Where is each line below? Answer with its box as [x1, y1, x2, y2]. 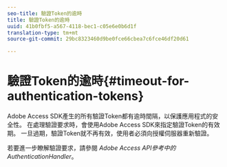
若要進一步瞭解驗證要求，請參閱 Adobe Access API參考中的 [7, 144, 176, 152]
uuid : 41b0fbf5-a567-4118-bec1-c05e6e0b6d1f [7, 23, 137, 30]
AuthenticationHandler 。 [7, 153, 78, 161]
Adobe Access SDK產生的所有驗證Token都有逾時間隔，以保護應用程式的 [7, 112, 213, 120]
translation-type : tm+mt [7, 29, 78, 36]
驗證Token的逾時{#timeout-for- [7, 74, 190, 89]
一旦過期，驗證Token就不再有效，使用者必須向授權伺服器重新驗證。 [20, 129, 213, 137]
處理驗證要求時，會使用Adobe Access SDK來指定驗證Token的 [32, 121, 208, 129]
